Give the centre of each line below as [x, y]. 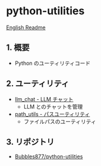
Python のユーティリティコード [53, 63]
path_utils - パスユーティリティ [52, 114]
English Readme [26, 27]
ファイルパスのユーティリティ [60, 121]
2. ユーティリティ [38, 84]
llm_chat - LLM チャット [44, 99]
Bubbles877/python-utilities [49, 156]
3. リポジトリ [30, 142]
